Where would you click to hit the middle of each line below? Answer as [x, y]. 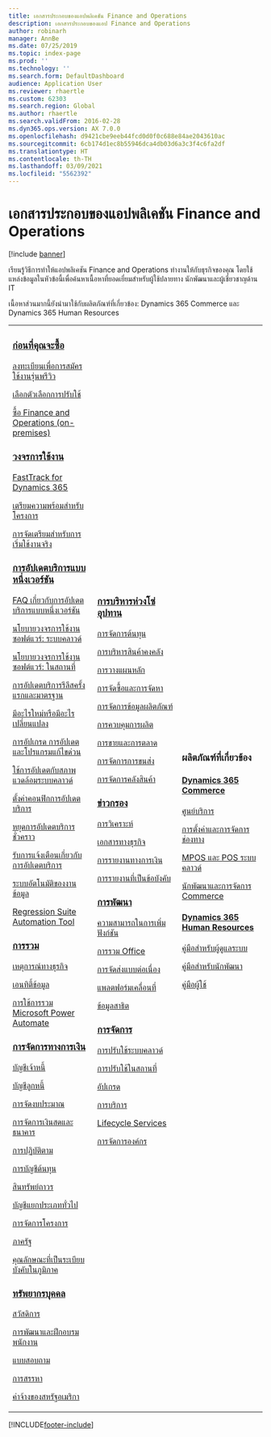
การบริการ [112, 1104]
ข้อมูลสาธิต [113, 1006]
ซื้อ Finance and [41, 412]
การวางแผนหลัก [121, 670]
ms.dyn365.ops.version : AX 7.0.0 [65, 129]
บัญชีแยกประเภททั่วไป [45, 1205]
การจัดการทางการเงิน [49, 1047]
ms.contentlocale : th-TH [50, 159]
